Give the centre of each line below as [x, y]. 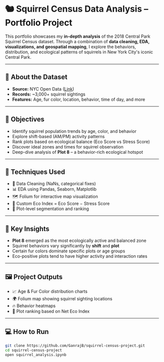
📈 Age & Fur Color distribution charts [50, 291]
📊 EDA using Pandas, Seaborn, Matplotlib [54, 189]
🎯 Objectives [25, 119]
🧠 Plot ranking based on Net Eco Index [51, 311]
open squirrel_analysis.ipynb [36, 355]
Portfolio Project [39, 23]
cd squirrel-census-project [34, 350]
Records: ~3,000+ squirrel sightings [49, 94]
